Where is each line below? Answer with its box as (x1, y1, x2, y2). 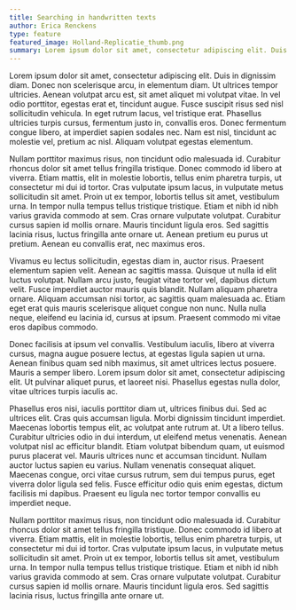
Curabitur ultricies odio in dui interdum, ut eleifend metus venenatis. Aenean (9, 432, 288, 442)
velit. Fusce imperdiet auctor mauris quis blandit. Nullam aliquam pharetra (9, 284, 278, 295)
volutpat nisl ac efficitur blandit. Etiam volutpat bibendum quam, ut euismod (9, 441, 285, 452)
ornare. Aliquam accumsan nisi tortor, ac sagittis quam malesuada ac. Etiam (9, 294, 286, 305)
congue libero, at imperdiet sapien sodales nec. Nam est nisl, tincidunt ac (9, 127, 277, 138)
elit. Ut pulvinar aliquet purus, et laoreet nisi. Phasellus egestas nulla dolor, (9, 376, 281, 387)
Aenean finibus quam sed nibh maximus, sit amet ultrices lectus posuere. (9, 358, 277, 368)
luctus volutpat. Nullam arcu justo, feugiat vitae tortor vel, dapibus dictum (9, 274, 277, 285)
